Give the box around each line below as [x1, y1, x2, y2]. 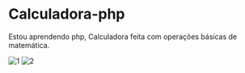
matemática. [8, 40, 50, 49]
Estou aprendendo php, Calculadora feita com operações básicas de [8, 32, 238, 41]
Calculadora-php [8, 5, 125, 24]
